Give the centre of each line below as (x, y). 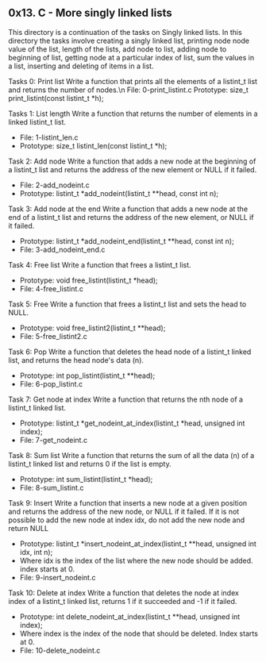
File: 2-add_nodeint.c (54, 185)
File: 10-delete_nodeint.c (60, 650)
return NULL (29, 528)
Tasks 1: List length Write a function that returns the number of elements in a (133, 114)
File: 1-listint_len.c (49, 137)
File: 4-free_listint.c (51, 288)
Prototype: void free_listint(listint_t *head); (89, 280)
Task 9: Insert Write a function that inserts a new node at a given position (128, 502)
